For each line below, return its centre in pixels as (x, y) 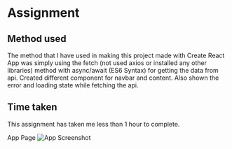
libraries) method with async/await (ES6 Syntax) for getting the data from (113, 70)
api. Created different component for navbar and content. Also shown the (113, 78)
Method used (37, 39)
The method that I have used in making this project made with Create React (116, 55)
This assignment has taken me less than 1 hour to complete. (94, 124)
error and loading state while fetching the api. (73, 85)
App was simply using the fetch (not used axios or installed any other (107, 63)
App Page (22, 137)
